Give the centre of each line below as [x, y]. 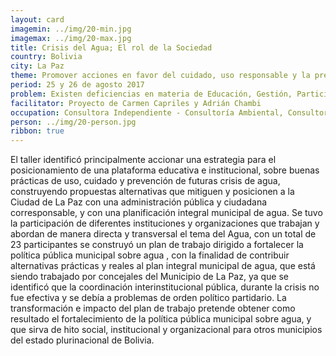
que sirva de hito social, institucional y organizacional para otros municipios [166, 330]
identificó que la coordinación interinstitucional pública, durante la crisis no [165, 287]
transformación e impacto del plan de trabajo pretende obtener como [153, 308]
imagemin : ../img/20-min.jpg [71, 29]
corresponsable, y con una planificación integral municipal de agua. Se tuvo [166, 213]
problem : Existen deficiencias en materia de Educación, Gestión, [151, 94]
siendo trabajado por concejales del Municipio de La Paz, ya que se [150, 277]
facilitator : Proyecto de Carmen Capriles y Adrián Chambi [136, 103]
